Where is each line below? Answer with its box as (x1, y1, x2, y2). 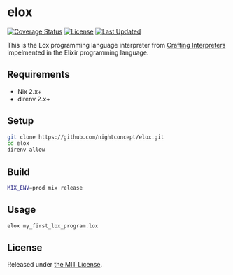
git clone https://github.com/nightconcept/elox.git (7, 134, 164, 141)
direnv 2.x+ (17, 94, 50, 103)
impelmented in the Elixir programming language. (7, 48, 149, 57)
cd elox (7, 140, 30, 147)
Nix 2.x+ (17, 87, 42, 95)
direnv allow (7, 146, 45, 154)
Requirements (7, 69, 70, 80)
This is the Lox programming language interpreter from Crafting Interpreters (7, 41, 226, 49)
